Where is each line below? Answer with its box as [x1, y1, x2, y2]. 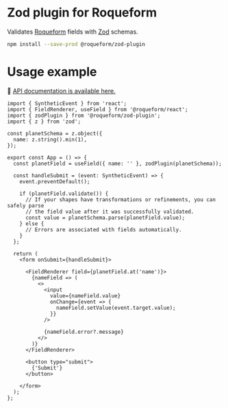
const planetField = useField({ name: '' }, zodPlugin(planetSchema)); [13, 160, 223, 167]
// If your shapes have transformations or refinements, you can [25, 196, 216, 203]
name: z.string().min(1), [13, 136, 88, 143]
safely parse [7, 202, 45, 209]
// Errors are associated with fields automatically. [25, 226, 183, 233]
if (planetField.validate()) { [19, 190, 109, 197]
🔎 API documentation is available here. [7, 87, 116, 95]
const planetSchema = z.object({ [7, 130, 103, 137]
